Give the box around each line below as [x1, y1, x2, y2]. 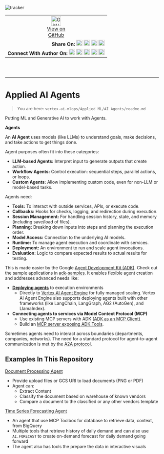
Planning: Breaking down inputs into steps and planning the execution [12, 224, 154, 230]
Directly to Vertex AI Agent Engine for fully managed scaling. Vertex [19, 289, 156, 296]
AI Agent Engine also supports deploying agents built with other [19, 295, 148, 301]
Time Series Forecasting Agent [5, 408, 67, 414]
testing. [12, 255, 28, 261]
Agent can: [12, 382, 35, 389]
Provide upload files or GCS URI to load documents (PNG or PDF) [12, 378, 143, 383]
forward [12, 438, 28, 444]
